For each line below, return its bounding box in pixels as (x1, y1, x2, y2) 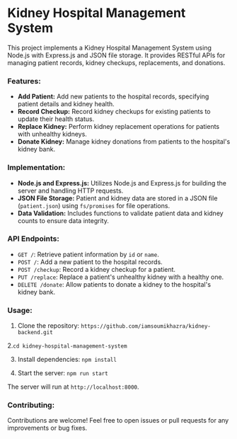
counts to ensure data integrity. (17, 216, 110, 224)
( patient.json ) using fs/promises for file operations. (17, 201, 170, 210)
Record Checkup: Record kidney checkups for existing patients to (17, 108, 211, 116)
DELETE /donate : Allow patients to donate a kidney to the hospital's (17, 280, 211, 288)
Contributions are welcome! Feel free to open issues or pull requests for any (7, 416, 229, 425)
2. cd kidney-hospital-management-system (7, 341, 127, 350)
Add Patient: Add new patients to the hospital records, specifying (17, 92, 209, 101)
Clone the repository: (17, 321, 80, 330)
